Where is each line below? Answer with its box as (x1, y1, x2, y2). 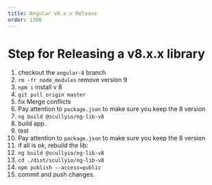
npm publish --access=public (17, 164, 102, 171)
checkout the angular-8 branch (17, 69, 106, 77)
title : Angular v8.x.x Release (8, 10, 97, 17)
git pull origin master (17, 92, 86, 99)
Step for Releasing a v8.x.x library (8, 46, 205, 62)
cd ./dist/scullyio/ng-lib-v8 (17, 157, 105, 164)
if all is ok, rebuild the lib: (17, 141, 89, 149)
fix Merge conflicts (17, 97, 71, 106)
